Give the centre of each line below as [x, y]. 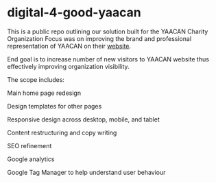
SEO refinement [29, 145]
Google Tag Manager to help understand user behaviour [86, 172]
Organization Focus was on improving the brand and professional [99, 38]
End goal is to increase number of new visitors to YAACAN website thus [108, 59]
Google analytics [31, 159]
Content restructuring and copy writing [62, 132]
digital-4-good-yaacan [74, 13]
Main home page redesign [44, 93]
